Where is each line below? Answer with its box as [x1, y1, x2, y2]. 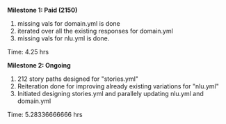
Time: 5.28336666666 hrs [7, 111, 83, 118]
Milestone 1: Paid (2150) [7, 6, 78, 14]
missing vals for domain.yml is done [17, 20, 120, 27]
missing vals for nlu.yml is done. [17, 34, 110, 42]
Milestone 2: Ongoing [7, 61, 71, 69]
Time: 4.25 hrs [7, 48, 49, 56]
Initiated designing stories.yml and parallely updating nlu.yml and [17, 90, 204, 98]
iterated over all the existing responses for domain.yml [17, 27, 174, 35]
